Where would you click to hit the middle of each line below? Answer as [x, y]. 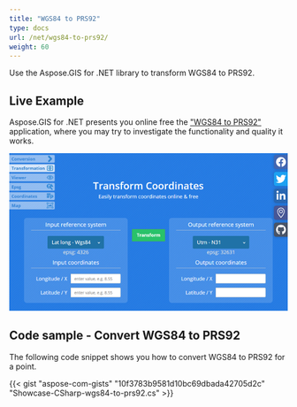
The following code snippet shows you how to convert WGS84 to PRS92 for [147, 357]
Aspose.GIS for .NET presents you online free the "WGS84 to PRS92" [136, 122]
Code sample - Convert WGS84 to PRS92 [125, 336]
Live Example [46, 100]
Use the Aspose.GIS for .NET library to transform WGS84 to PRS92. [132, 73]
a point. [23, 366]
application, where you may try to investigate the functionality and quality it [146, 132]
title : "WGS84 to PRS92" [55, 19]
